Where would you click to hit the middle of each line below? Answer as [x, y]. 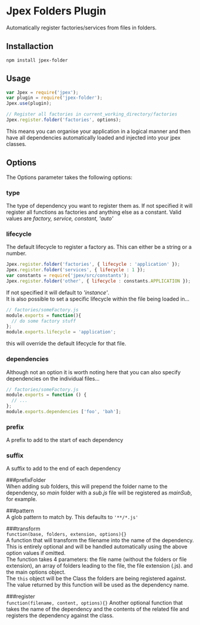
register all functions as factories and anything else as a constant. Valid [94, 212]
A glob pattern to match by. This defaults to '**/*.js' [72, 517]
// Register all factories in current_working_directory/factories [92, 114]
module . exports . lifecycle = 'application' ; [61, 332]
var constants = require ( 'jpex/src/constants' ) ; [68, 276]
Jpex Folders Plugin [56, 11]
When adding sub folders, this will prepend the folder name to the [87, 487]
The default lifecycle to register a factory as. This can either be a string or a [99, 247]
